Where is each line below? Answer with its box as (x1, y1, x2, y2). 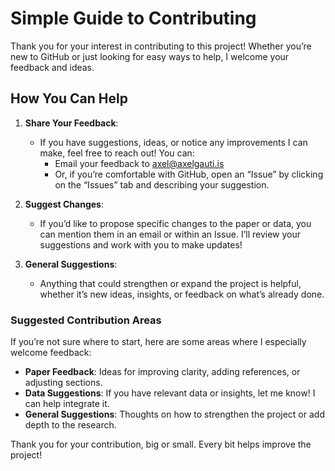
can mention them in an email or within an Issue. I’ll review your (39, 228, 302, 240)
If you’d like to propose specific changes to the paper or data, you (39, 217, 312, 229)
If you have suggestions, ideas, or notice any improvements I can (39, 136, 308, 148)
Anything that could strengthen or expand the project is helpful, (39, 277, 302, 289)
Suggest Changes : (24, 198, 104, 210)
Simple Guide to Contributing (10, 7, 257, 30)
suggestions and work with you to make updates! (39, 238, 243, 251)
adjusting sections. (24, 377, 103, 389)
